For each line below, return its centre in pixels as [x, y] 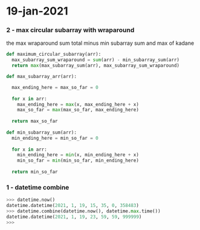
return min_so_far [35, 172]
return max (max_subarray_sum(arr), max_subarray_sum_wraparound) [96, 66]
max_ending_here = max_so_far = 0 [55, 87]
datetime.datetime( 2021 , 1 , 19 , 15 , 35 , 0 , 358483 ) [73, 206]
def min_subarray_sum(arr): [42, 132]
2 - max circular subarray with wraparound [70, 30]
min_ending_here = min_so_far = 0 [55, 138]
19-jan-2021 [37, 11]
